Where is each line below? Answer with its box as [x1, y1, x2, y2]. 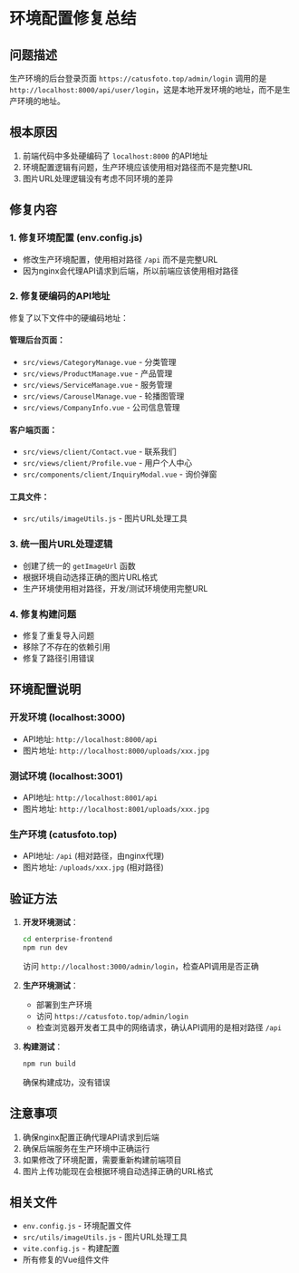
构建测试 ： [22, 1041, 63, 1052]
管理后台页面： [9, 334, 65, 345]
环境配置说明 [9, 681, 82, 698]
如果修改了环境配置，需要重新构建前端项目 [22, 1154, 182, 1165]
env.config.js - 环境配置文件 [22, 1220, 132, 1231]
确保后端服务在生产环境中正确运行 [22, 1143, 150, 1153]
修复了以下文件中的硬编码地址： [9, 312, 129, 323]
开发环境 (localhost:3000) [9, 711, 126, 724]
